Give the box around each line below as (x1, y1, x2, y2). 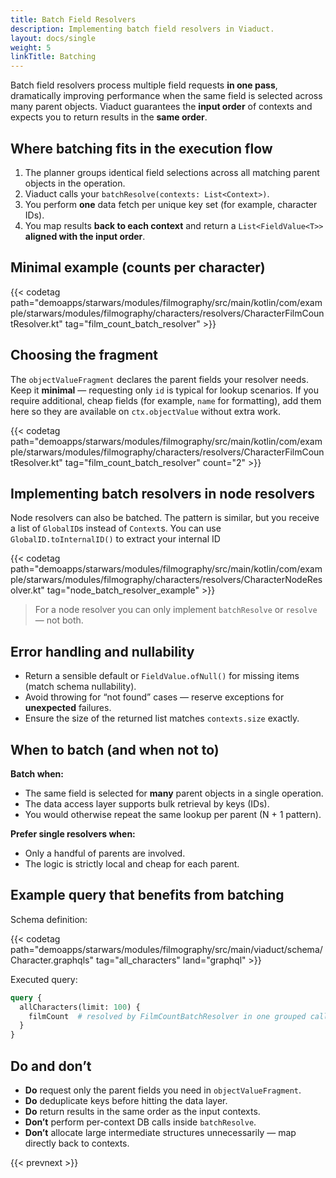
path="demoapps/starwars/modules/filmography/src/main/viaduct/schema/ (10, 943, 323, 955)
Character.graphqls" (10, 954, 94, 966)
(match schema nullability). (24, 681, 137, 693)
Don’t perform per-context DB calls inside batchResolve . (24, 1116, 257, 1128)
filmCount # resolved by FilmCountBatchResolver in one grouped (28, 1011, 307, 1021)
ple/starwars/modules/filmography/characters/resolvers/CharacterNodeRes (10, 574, 323, 586)
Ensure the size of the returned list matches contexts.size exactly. (24, 712, 300, 725)
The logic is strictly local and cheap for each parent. (24, 858, 240, 870)
